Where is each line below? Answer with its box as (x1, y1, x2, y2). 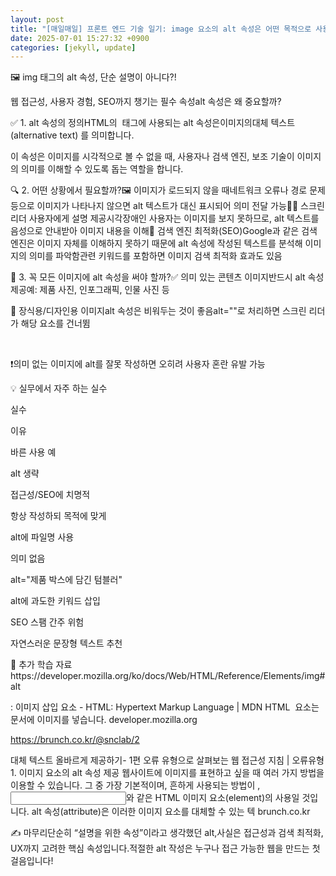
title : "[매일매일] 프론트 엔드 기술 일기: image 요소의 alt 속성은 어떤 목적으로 (10, 24, 312, 34)
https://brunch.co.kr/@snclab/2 (10, 734, 140, 746)
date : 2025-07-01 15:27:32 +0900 (10, 33, 150, 43)
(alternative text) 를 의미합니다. (10, 129, 135, 141)
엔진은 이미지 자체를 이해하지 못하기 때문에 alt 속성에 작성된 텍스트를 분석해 (10, 237, 303, 250)
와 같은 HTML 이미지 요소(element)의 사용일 (126, 792, 300, 804)
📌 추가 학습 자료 (10, 659, 73, 671)
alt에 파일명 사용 (10, 531, 75, 543)
